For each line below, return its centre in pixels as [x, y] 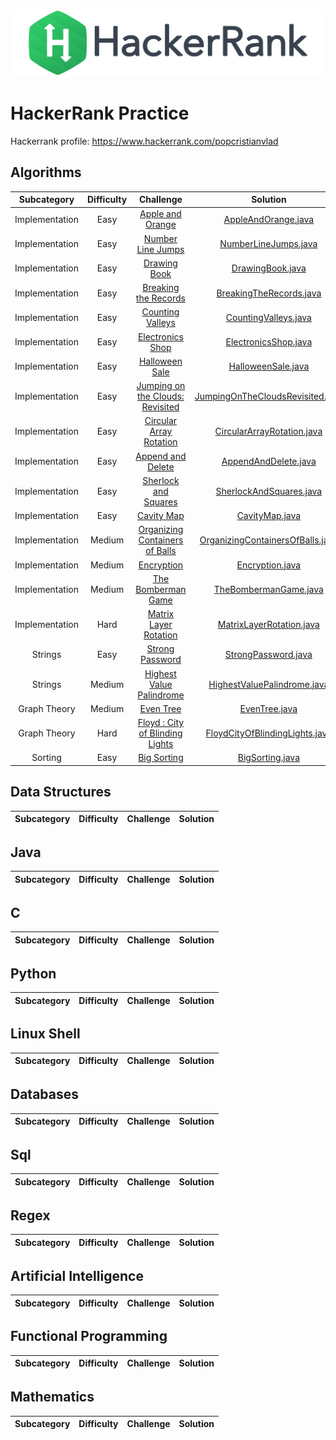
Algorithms [46, 172]
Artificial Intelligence [77, 1275]
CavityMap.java [269, 516]
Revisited [160, 407]
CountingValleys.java [268, 317]
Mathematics [52, 1397]
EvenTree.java [268, 708]
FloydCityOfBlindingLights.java [269, 733]
